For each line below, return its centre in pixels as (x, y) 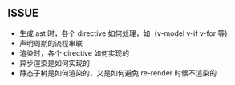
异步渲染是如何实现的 (54, 63)
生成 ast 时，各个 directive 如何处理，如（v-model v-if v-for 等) (123, 33)
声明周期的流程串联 (51, 43)
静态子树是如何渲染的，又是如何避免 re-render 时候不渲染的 (118, 73)
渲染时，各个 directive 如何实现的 (74, 53)
